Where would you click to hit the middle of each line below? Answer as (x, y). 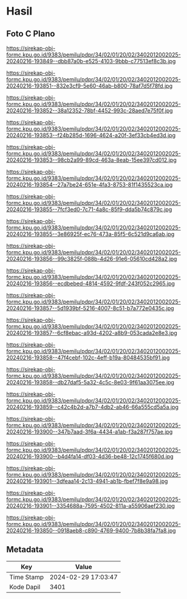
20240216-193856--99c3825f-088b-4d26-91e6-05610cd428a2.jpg (92, 259)
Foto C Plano (31, 34)
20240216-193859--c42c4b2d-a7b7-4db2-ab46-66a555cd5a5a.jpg (93, 407)
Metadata (25, 549)
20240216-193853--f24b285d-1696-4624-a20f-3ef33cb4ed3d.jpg (91, 135)
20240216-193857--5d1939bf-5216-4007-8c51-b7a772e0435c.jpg (90, 308)
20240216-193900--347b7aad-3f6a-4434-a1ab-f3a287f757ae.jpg (90, 432)
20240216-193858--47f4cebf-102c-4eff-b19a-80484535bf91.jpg (88, 358)
